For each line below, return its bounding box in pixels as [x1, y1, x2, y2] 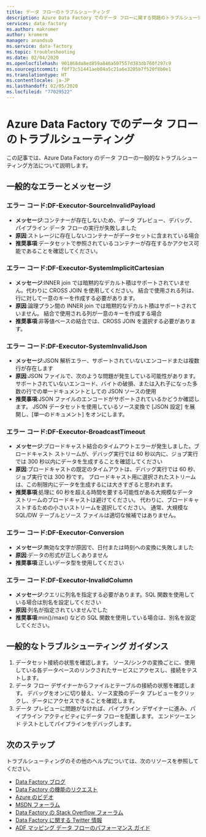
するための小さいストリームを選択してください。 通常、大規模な [26, 504, 189, 511]
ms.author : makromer [6, 26, 59, 33]
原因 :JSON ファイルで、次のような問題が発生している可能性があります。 [15, 372, 199, 380]
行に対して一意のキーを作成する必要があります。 [15, 294, 139, 301]
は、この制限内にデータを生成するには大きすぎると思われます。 [15, 481, 176, 488]
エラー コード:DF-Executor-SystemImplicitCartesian [6, 264, 164, 272]
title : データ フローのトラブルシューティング [6, 9, 110, 15]
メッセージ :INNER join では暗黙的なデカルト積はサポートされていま [15, 279, 185, 286]
